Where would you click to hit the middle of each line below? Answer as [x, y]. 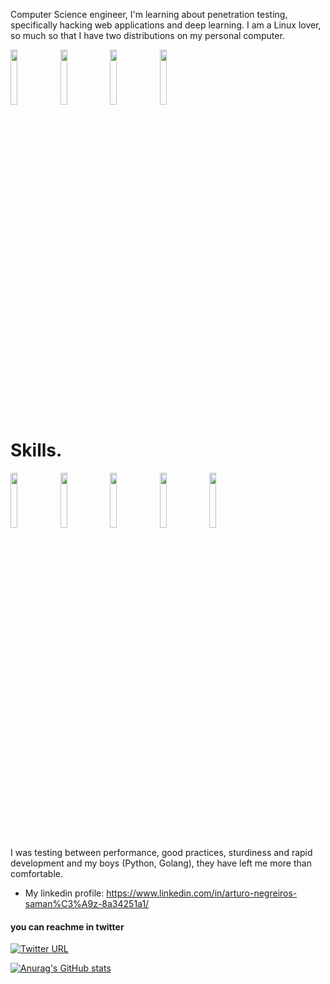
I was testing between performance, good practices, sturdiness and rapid [161, 852]
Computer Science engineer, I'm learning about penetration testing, [149, 14]
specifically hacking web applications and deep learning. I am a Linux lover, [166, 25]
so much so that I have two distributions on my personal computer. [147, 35]
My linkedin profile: [64, 893]
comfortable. [36, 873]
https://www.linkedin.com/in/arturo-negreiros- [202, 893]
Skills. [36, 450]
